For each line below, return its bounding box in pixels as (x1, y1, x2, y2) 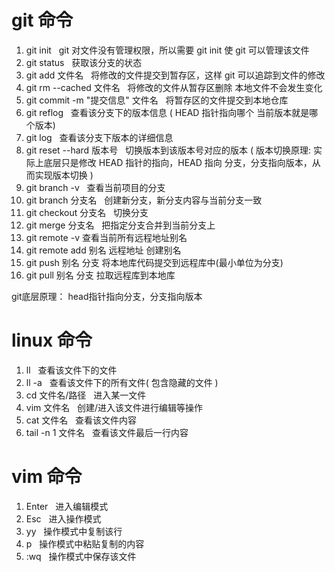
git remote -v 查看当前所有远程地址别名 (25, 231, 188, 243)
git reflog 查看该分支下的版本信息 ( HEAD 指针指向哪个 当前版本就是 (25, 106, 310, 118)
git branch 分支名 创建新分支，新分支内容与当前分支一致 (25, 194, 263, 206)
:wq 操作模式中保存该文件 (25, 550, 137, 562)
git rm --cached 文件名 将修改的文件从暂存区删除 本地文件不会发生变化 (25, 81, 323, 93)
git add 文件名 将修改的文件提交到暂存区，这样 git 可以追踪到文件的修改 (25, 69, 326, 81)
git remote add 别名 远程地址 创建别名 (25, 244, 182, 256)
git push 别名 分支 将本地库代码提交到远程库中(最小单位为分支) (25, 256, 284, 268)
